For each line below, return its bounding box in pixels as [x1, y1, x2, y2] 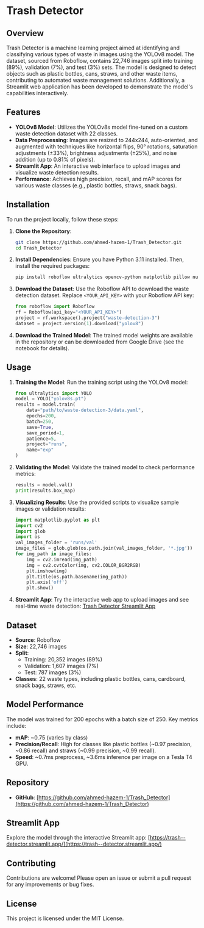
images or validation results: [15, 505, 86, 513]
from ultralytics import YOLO [15, 390, 93, 397]
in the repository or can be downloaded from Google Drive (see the [15, 338, 184, 345]
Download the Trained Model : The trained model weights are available [15, 331, 193, 339]
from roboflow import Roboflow [15, 303, 95, 310]
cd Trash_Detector [15, 245, 62, 251]
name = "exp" [26, 447, 54, 453]
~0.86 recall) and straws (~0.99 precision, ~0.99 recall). [15, 747, 157, 754]
